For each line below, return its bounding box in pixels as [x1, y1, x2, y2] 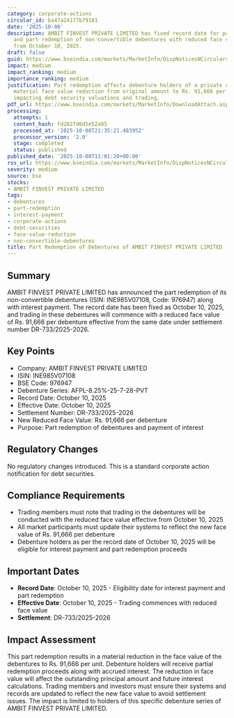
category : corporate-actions [7, 10, 92, 17]
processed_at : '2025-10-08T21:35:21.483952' [13, 127, 145, 134]
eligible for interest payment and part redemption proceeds [17, 545, 187, 553]
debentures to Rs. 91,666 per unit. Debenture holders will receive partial [7, 660, 214, 668]
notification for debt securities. [7, 469, 96, 478]
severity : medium [7, 165, 58, 173]
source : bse [7, 172, 42, 179]
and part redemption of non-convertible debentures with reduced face [13, 36, 223, 43]
